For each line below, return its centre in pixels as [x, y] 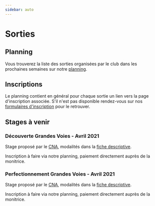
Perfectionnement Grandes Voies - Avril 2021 [60, 174]
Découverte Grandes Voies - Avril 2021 [52, 136]
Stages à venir [27, 122]
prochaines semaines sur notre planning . [46, 69]
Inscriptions [24, 85]
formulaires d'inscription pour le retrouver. [48, 106]
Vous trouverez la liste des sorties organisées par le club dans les [71, 64]
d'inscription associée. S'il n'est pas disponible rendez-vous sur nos [74, 102]
